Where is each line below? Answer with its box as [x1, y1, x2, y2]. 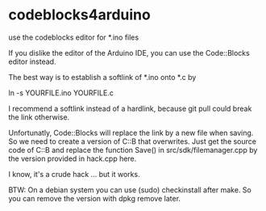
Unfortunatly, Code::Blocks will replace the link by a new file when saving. [8, 128, 254, 137]
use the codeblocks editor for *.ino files [8, 32, 139, 42]
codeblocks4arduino [8, 6, 151, 24]
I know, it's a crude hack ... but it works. [8, 169, 140, 179]
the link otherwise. [8, 112, 70, 122]
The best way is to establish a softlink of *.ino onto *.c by [8, 72, 197, 82]
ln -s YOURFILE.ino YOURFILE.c [8, 87, 114, 98]
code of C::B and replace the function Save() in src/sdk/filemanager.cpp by [8, 145, 258, 154]
